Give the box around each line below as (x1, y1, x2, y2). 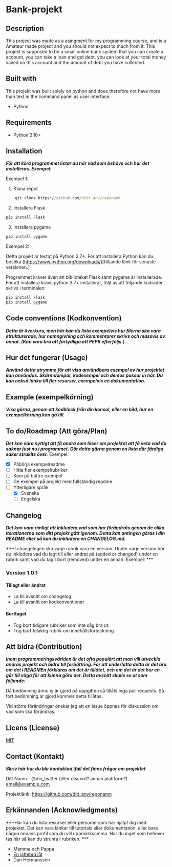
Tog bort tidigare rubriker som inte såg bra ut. (13, 622, 110, 628)
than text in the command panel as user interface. (6, 93, 111, 100)
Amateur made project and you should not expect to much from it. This (6, 43, 156, 49)
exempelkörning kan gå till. (6, 412, 66, 418)
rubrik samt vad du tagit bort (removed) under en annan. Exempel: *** (6, 556, 154, 563)
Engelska (20, 496, 40, 502)
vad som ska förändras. (6, 708, 56, 715)
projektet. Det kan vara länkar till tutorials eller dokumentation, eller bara (6, 825, 158, 831)
